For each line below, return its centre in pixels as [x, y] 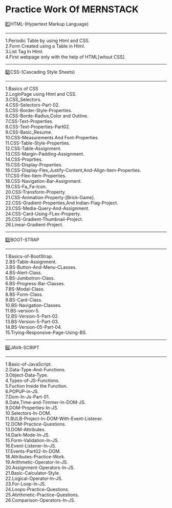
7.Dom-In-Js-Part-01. [28, 397]
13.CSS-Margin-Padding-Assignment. [45, 154]
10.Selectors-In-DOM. [28, 413]
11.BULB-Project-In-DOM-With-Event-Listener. [54, 418]
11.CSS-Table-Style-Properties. [38, 143]
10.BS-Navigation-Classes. [34, 305]
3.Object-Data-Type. [27, 375]
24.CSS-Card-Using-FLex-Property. [43, 214]
